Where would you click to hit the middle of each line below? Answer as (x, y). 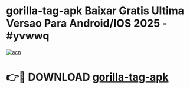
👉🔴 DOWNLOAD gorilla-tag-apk (87, 77)
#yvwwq (28, 36)
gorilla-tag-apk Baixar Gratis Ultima (95, 11)
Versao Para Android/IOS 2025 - (87, 23)
